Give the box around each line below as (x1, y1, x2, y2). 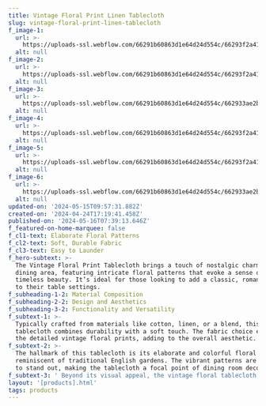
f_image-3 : (8, 85, 44, 93)
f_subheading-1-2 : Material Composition (8, 291, 144, 299)
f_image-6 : (8, 173, 44, 182)
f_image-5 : (8, 144, 44, 152)
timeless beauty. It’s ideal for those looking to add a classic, (15, 276, 239, 284)
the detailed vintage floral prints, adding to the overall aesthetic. (15, 335, 257, 343)
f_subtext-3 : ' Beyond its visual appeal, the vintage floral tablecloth (8, 371, 257, 379)
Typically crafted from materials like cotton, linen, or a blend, (15, 320, 243, 328)
